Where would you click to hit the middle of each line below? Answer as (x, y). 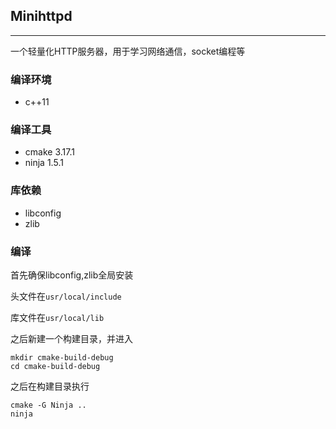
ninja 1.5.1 (44, 163)
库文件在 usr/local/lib (57, 317)
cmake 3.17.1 (49, 152)
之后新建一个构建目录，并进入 (71, 338)
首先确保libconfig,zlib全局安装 (72, 275)
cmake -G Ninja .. (48, 405)
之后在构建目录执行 (50, 386)
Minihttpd (41, 16)
